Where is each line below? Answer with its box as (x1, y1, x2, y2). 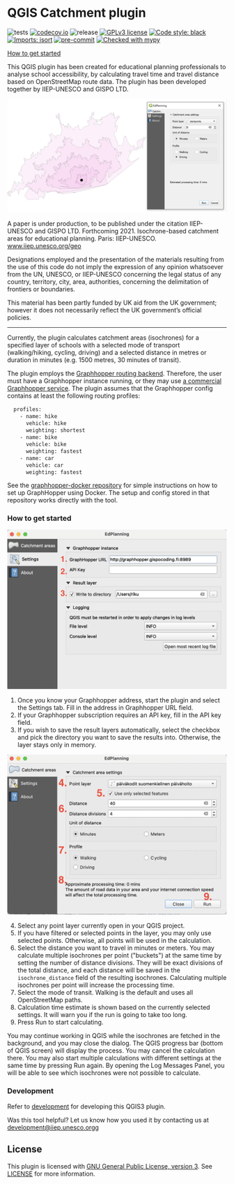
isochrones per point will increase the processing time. (17, 981, 175, 990)
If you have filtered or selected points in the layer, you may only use (17, 929, 212, 937)
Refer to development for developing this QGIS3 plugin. (7, 1102, 166, 1111)
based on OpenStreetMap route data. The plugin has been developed (7, 77, 207, 85)
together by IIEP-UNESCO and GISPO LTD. (7, 85, 129, 93)
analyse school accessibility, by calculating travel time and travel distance (7, 70, 219, 78)
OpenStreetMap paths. (17, 996, 83, 1004)
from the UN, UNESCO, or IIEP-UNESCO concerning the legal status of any (7, 270, 221, 278)
